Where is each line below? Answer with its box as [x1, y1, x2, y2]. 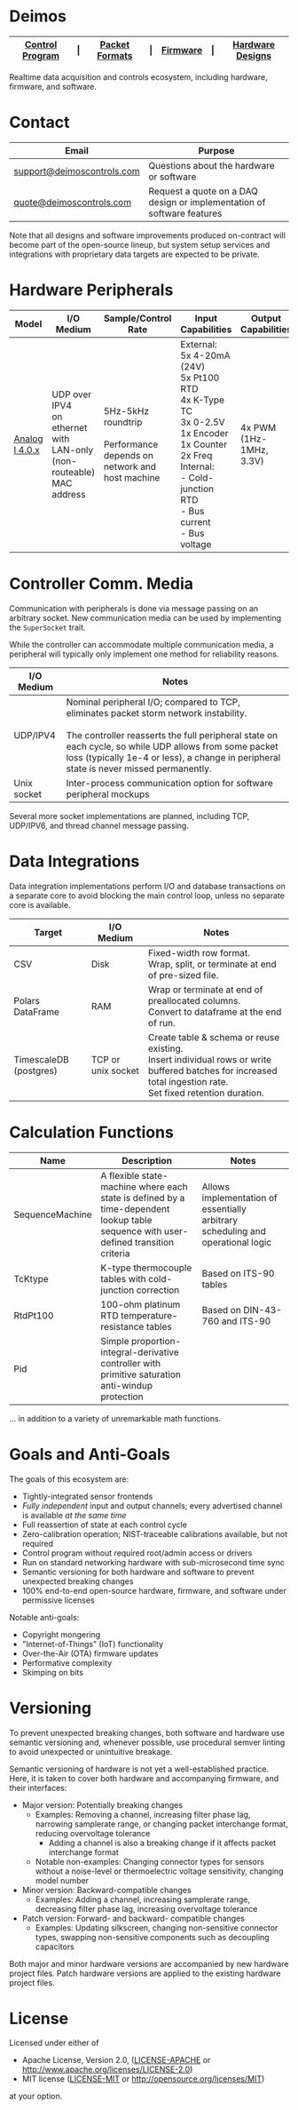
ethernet [51, 421, 88, 434]
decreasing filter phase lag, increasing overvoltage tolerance [35, 1903, 258, 1914]
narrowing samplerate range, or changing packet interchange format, [35, 1819, 288, 1829]
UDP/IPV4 [13, 729, 56, 741]
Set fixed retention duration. [147, 1087, 264, 1099]
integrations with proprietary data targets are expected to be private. [9, 249, 260, 259]
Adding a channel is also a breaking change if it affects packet [48, 1837, 277, 1848]
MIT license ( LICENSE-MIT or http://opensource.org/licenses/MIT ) [21, 2074, 265, 2084]
